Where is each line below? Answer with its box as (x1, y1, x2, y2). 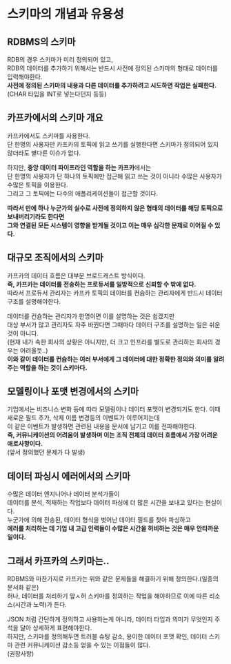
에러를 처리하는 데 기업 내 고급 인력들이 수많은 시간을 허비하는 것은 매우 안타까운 (7, 524, 219, 532)
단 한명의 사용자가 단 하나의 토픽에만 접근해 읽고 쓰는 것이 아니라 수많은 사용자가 (7, 172, 223, 180)
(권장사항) (7, 650, 34, 658)
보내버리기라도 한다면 (7, 212, 65, 220)
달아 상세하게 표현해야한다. (19, 624, 92, 632)
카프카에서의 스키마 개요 (7, 112, 103, 124)
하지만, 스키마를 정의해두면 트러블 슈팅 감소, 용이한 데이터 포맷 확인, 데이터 (7, 632, 208, 641)
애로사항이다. (7, 439, 43, 448)
